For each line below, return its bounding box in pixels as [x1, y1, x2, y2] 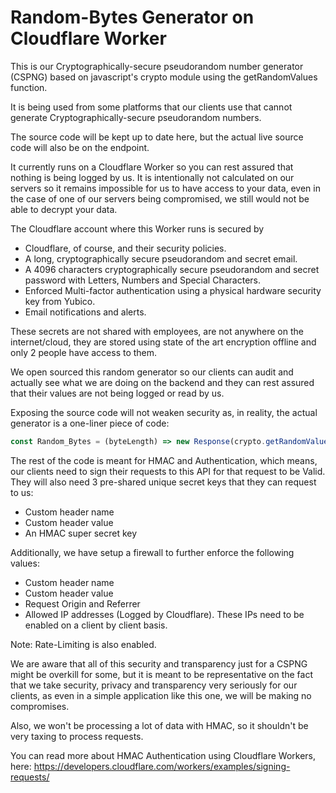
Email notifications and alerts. [24, 306, 147, 318]
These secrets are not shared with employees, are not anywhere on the [10, 325, 304, 337]
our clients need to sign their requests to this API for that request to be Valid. [10, 465, 326, 477]
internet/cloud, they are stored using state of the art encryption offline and [10, 336, 317, 348]
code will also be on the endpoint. [10, 141, 150, 153]
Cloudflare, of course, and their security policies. [24, 242, 227, 254]
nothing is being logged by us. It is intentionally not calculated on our [10, 171, 295, 183]
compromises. [10, 700, 70, 712]
